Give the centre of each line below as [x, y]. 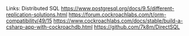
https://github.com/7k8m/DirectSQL [137, 27]
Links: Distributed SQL [33, 8]
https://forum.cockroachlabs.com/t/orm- [118, 15]
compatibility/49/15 [29, 21]
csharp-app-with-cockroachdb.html [50, 27]
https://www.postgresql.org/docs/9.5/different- [118, 8]
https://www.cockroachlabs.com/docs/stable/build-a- [118, 21]
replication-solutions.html [37, 15]
